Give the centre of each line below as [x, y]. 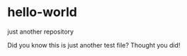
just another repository [41, 31]
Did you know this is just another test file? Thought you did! [94, 45]
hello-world [42, 12]
